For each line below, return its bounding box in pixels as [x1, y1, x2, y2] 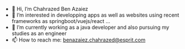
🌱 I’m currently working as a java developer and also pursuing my [11, 24, 170, 31]
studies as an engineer [11, 30, 67, 37]
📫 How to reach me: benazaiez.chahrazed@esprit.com [11, 36, 146, 43]
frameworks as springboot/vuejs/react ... [11, 18, 111, 24]
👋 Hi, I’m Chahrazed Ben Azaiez [11, 6, 88, 12]
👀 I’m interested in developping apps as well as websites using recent [11, 12, 180, 18]
